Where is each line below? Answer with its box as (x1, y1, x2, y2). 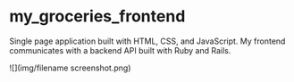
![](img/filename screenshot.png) (9, 62, 131, 73)
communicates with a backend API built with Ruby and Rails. (9, 45, 231, 55)
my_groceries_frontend (9, 6, 186, 27)
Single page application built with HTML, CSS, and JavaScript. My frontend (9, 36, 286, 46)
